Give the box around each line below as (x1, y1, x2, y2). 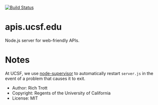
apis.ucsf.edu (5, 22, 62, 32)
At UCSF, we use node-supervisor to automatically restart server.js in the (5, 70, 154, 76)
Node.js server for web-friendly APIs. (5, 37, 80, 43)
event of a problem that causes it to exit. (5, 75, 86, 81)
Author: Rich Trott (12, 85, 47, 90)
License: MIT (12, 95, 38, 101)
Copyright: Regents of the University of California (12, 90, 111, 96)
